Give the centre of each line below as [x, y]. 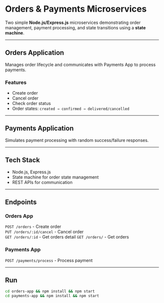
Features [16, 82]
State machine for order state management [55, 177]
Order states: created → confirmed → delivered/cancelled [71, 109]
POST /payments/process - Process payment [49, 260]
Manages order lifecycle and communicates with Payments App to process [81, 64]
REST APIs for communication [42, 182]
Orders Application [35, 53]
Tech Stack [22, 160]
